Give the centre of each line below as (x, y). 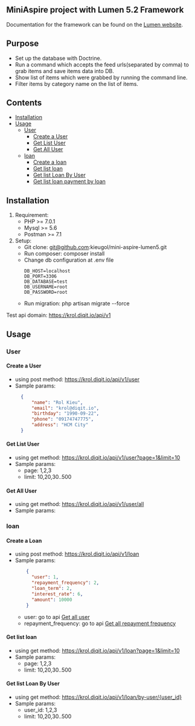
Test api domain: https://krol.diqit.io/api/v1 (59, 315)
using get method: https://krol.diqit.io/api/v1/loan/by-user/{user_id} (98, 697)
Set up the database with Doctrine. (58, 58)
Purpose (23, 44)
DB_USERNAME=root (46, 287)
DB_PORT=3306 (40, 277)
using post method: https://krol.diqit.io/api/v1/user (77, 379)
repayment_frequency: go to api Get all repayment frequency (100, 623)
